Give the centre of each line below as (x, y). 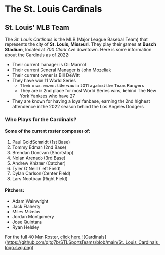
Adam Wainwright (30, 201)
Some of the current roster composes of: (48, 131)
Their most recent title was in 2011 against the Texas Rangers (82, 85)
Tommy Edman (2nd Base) (39, 147)
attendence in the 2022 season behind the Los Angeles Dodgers (78, 106)
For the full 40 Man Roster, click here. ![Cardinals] (56, 237)
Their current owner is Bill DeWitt (46, 75)
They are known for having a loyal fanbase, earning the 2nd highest (81, 101)
